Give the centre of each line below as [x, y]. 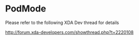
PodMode [26, 9]
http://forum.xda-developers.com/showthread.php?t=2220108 [69, 32]
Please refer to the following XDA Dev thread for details [62, 22]
